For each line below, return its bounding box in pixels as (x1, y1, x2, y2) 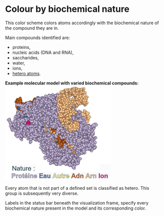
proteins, (12, 44, 31, 50)
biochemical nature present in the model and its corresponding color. (5, 205, 146, 211)
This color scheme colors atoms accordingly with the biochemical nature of (5, 20, 160, 26)
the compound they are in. (5, 25, 59, 31)
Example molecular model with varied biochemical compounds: (5, 80, 139, 86)
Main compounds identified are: (5, 35, 70, 41)
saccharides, (12, 54, 39, 60)
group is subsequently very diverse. (5, 190, 79, 196)
